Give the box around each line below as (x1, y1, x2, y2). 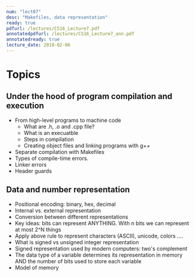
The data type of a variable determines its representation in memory (14, 251, 183, 258)
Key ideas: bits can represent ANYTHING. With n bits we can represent (14, 219, 190, 227)
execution (6, 101, 45, 111)
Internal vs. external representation (14, 207, 101, 214)
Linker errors (14, 161, 47, 168)
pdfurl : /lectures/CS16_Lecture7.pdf (6, 25, 100, 32)
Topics (6, 68, 41, 81)
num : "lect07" (6, 8, 42, 15)
